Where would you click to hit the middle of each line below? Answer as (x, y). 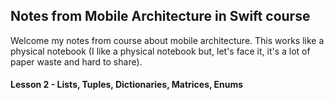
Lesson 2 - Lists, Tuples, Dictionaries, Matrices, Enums (127, 85)
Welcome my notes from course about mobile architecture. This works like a (167, 40)
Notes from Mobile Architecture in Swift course (160, 16)
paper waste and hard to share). (76, 61)
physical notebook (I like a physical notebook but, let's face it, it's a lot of (160, 51)
